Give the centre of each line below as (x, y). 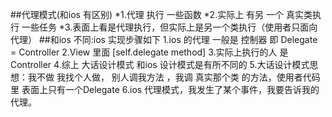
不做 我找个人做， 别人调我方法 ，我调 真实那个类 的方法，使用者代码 (178, 77)
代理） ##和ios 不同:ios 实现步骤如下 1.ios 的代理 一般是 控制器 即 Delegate (164, 39)
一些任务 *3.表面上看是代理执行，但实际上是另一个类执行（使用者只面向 (169, 27)
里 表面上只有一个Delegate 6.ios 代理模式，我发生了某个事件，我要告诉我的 (165, 89)
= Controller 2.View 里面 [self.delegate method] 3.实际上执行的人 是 (149, 52)
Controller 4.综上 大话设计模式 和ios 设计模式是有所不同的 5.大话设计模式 (160, 64)
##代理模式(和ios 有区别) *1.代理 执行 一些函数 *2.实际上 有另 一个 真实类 (161, 14)
